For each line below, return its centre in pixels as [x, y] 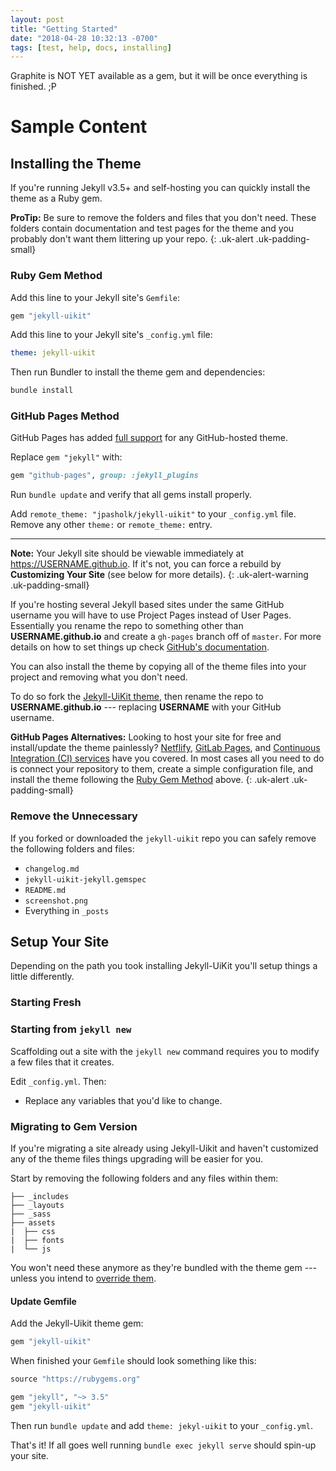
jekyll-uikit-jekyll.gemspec [85, 879]
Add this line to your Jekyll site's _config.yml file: [111, 335]
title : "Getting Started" [64, 29]
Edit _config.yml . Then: [58, 1081]
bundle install [42, 391]
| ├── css [33, 1231]
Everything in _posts [67, 910]
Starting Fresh [46, 1003]
